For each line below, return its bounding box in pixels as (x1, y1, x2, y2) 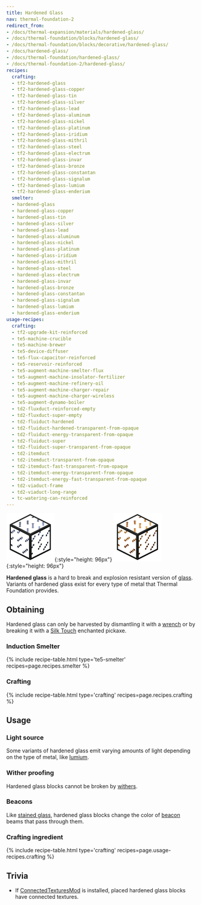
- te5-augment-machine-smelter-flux (11, 367, 104, 374)
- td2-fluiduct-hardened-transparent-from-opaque (11, 425, 139, 431)
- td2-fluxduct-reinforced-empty (11, 406, 96, 412)
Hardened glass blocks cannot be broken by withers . (6, 782, 138, 790)
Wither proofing (6, 769, 54, 777)
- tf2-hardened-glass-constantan (11, 170, 96, 176)
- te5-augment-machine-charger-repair (11, 386, 110, 393)
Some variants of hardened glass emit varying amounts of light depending (6, 747, 191, 754)
